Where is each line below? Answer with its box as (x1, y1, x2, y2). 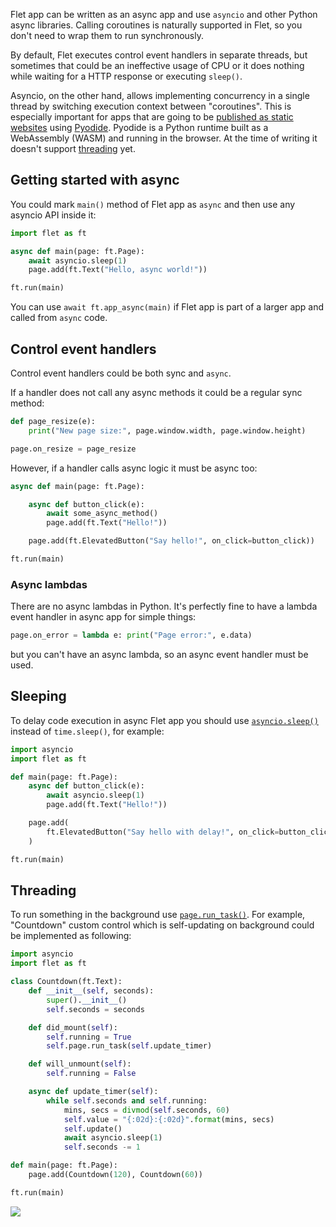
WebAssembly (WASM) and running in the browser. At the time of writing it (10, 132, 318, 144)
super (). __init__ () (46, 995, 128, 1005)
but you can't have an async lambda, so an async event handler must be (10, 649, 309, 661)
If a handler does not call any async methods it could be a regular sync (10, 387, 303, 398)
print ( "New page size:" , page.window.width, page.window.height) (28, 425, 307, 436)
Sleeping (10, 688, 67, 705)
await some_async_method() (46, 509, 159, 519)
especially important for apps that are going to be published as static (10, 111, 294, 123)
